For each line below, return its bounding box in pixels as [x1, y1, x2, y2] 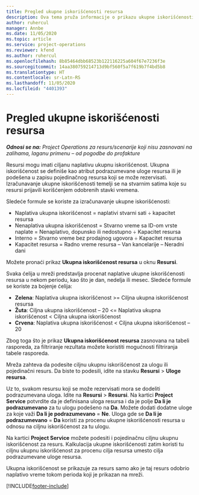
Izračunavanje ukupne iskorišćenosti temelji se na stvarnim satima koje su [6, 180, 187, 187]
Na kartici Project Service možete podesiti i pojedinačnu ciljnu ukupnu [6, 434, 179, 441]
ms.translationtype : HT [6, 69, 65, 75]
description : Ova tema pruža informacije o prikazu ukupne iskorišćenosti [6, 14, 195, 20]
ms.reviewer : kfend [6, 47, 54, 53]
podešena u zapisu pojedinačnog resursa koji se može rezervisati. [6, 173, 168, 181]
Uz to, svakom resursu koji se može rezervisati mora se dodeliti [6, 385, 161, 392]
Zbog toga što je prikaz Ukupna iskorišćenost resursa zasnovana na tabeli [6, 337, 190, 344]
